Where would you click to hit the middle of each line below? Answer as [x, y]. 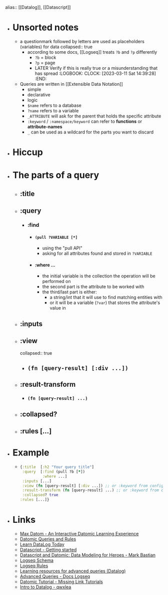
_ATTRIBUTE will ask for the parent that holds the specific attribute [94, 116]
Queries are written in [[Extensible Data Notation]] [71, 84]
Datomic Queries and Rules [48, 539]
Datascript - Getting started [48, 549]
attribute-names [45, 126]
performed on [56, 281]
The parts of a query [56, 175]
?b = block [45, 57]
